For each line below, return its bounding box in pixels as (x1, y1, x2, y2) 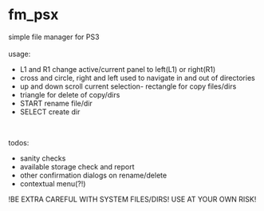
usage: (8, 49, 31, 58)
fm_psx (8, 6, 59, 24)
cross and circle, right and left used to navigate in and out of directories (19, 73, 255, 82)
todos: (8, 137, 30, 147)
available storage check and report (19, 161, 135, 171)
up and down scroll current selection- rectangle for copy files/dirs (19, 82, 237, 91)
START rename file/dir (19, 98, 93, 108)
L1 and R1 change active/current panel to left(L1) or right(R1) (19, 64, 216, 74)
